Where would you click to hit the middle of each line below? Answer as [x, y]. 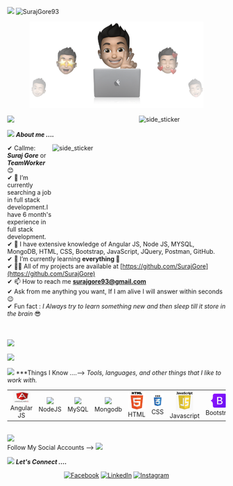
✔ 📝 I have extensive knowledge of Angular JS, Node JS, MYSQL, [101, 244]
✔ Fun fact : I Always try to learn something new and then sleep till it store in [116, 306]
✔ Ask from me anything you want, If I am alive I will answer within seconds [115, 291]
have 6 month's [29, 214]
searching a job [29, 192]
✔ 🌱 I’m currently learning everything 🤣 [63, 259]
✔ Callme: [21, 148]
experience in [27, 222]
